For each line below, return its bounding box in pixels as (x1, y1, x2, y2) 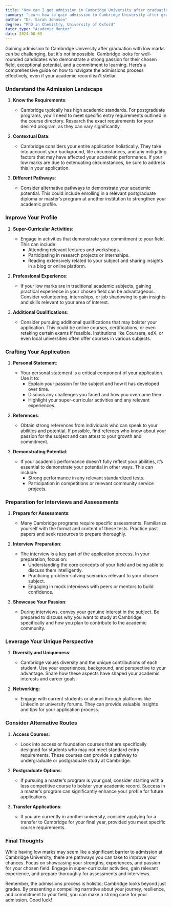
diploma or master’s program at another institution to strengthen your (20, 196, 166, 202)
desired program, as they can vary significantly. (20, 124, 121, 130)
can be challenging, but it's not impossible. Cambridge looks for (5, 51, 140, 57)
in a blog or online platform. (28, 263, 87, 269)
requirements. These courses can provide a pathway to (20, 752, 137, 758)
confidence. (28, 589, 54, 595)
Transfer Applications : (12, 803, 62, 810)
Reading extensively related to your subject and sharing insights (28, 257, 163, 264)
